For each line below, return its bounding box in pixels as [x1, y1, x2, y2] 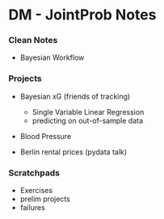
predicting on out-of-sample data [32, 116, 144, 125]
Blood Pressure [19, 131, 72, 141]
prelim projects [19, 194, 70, 204]
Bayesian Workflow [19, 53, 85, 62]
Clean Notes [8, 35, 58, 46]
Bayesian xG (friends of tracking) [19, 91, 131, 101]
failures [19, 203, 46, 213]
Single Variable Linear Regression [32, 107, 145, 116]
